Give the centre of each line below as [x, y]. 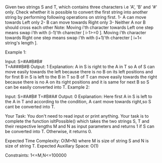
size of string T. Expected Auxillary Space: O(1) [52, 146]
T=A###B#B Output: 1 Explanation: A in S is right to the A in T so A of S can [80, 67]
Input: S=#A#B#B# [24, 61]
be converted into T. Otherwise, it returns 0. [49, 131]
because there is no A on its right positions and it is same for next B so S [77, 82]
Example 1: [16, 52]
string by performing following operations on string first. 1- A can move [76, 17]
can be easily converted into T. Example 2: [47, 87]
